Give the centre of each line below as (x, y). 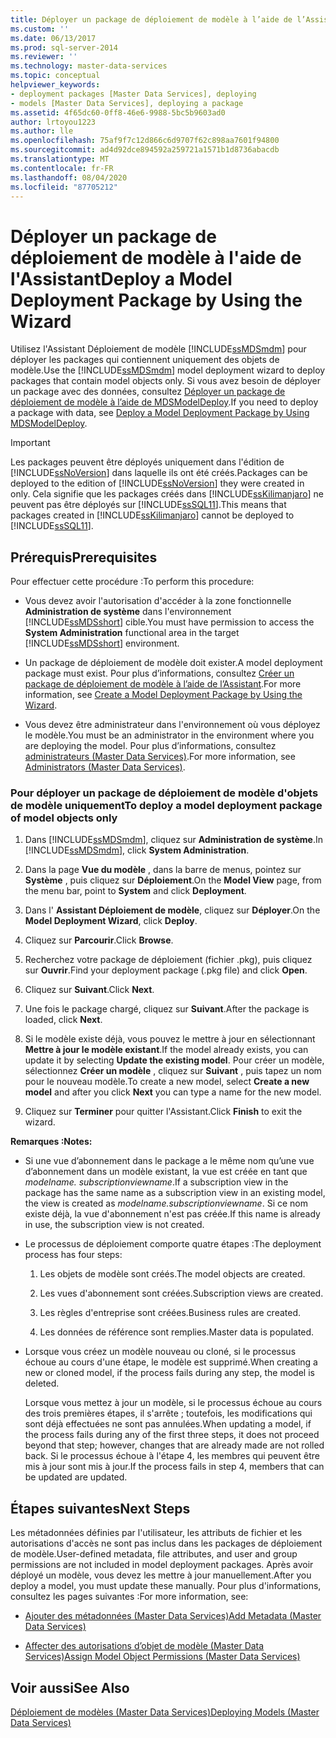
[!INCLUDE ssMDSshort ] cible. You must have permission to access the (169, 622)
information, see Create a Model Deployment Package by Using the (163, 695)
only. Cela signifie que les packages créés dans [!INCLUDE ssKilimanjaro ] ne (167, 494)
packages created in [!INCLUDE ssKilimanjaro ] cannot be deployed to (152, 515)
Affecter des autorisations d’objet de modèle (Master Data (144, 1646)
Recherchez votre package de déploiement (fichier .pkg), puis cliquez (168, 960)
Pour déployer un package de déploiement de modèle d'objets (164, 793)
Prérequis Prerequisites (84, 557)
